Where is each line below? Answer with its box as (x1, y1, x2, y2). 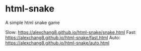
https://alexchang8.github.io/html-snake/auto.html (5, 39, 110, 45)
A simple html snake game (5, 19, 60, 25)
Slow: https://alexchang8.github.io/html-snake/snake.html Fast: (5, 29, 137, 35)
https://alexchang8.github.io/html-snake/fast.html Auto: (5, 34, 121, 40)
